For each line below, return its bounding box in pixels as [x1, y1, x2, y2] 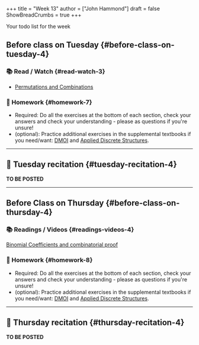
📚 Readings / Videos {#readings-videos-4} [6, 226, 134, 234]
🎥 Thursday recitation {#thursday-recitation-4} [6, 318, 185, 328]
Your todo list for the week [6, 23, 71, 30]
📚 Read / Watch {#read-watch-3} [6, 68, 105, 76]
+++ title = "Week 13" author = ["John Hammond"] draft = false [6, 5, 160, 12]
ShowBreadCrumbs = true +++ [6, 11, 82, 18]
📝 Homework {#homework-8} [6, 256, 93, 264]
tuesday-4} [6, 49, 49, 59]
